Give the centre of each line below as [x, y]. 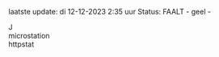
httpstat [21, 44]
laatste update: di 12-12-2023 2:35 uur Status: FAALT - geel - [110, 12]
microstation [29, 36]
